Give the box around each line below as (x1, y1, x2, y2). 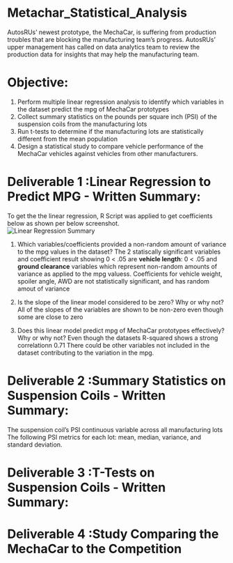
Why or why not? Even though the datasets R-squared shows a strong (17, 333, 218, 342)
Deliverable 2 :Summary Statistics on (7, 373, 226, 388)
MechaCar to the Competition (7, 541, 182, 557)
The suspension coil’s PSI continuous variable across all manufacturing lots (7, 425, 223, 433)
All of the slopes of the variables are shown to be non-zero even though (17, 305, 224, 314)
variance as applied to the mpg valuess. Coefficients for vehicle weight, (17, 270, 223, 278)
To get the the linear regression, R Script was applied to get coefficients (7, 211, 214, 220)
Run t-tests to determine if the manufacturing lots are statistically (17, 127, 204, 135)
